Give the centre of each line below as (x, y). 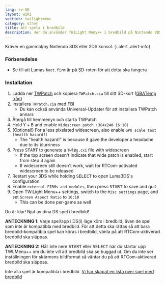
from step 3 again (37, 160)
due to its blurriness (40, 144)
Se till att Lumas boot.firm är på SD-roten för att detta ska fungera (80, 70)
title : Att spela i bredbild (35, 28)
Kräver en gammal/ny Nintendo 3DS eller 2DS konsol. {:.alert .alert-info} (78, 46)
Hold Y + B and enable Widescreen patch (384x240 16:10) (70, 125)
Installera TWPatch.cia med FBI (43, 104)
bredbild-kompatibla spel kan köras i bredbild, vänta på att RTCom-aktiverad (82, 231)
